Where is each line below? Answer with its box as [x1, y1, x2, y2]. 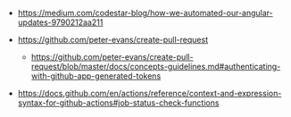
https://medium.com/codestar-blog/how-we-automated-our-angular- [17, 8, 274, 18]
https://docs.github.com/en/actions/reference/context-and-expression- [17, 88, 282, 98]
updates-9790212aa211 [17, 17, 104, 28]
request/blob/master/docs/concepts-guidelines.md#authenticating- [30, 62, 281, 71]
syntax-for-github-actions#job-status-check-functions [17, 97, 220, 108]
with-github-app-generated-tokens [30, 71, 162, 81]
